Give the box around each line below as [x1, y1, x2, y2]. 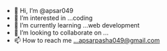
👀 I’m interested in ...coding [13, 14, 93, 22]
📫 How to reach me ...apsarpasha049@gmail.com [13, 37, 160, 44]
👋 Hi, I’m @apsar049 [13, 7, 74, 14]
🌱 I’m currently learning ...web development [13, 21, 140, 29]
